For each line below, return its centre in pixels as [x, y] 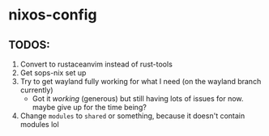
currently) [37, 90]
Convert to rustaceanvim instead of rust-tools [96, 64]
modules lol [39, 124]
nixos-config [53, 15]
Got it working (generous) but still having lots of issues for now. [138, 98]
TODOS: [29, 45]
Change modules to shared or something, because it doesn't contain [132, 116]
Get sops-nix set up [53, 73]
